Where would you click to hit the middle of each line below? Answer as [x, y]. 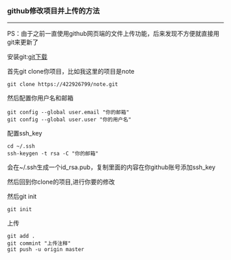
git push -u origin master [46, 250]
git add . [21, 236]
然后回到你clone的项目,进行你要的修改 [61, 182]
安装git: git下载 [27, 57]
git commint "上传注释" [39, 243]
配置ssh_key [25, 133]
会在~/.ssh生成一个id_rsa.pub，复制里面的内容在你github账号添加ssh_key [111, 167]
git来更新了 [23, 42]
